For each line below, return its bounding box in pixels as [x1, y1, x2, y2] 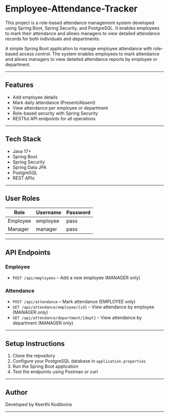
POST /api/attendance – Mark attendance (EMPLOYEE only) [12, 299, 136, 305]
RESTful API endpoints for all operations [12, 115, 96, 121]
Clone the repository [12, 353, 55, 359]
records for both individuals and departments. [5, 36, 101, 42]
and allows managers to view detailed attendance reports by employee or [5, 56, 157, 62]
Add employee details [12, 94, 58, 100]
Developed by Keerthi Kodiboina [5, 401, 72, 407]
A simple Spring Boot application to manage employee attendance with [5, 45, 152, 51]
